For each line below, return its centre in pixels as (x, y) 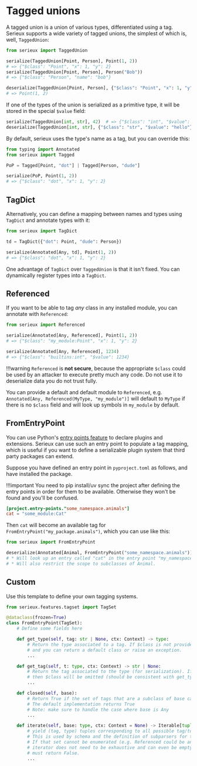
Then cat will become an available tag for (56, 525)
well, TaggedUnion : (28, 39)
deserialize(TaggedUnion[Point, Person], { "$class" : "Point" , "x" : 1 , (94, 88)
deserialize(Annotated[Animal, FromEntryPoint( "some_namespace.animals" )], (101, 553)
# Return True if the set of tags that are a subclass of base (106, 698)
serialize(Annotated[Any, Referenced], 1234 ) (62, 351)
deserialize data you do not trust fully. (52, 381)
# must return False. (54, 753)
